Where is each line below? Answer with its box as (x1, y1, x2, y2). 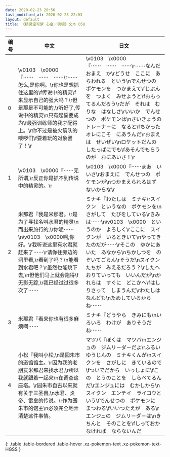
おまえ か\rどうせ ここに (86, 70, 151, 77)
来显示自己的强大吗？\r (18, 97, 73, 104)
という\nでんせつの (110, 78, 157, 85)
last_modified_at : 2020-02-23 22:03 (5, 12, 82, 17)
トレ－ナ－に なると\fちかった (86, 123, 161, 130)
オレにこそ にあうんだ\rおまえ (86, 131, 161, 138)
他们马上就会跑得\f (34, 272, 79, 279)
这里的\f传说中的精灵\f (23, 89, 76, 96)
